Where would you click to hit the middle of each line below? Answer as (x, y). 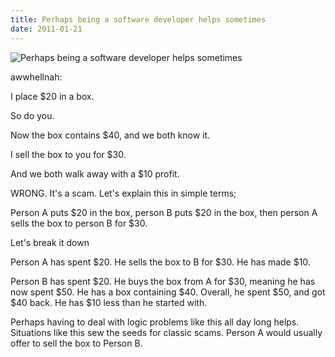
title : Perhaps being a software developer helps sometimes (138, 19)
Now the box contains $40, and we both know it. (110, 135)
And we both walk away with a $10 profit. (95, 173)
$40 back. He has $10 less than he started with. (109, 302)
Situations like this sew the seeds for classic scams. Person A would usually (166, 332)
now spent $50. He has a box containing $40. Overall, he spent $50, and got (168, 292)
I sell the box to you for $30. (68, 154)
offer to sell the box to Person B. (76, 343)
